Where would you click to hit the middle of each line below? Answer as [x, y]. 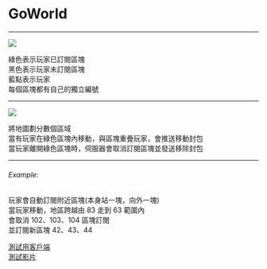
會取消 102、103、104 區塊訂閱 [59, 220]
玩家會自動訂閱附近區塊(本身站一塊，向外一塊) [84, 201]
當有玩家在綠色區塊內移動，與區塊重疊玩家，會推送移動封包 [106, 138]
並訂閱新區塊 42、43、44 [50, 230]
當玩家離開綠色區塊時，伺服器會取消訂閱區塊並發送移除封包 [106, 148]
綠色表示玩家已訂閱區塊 [46, 59]
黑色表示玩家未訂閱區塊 [46, 69]
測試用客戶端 [29, 247]
